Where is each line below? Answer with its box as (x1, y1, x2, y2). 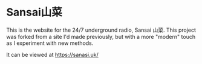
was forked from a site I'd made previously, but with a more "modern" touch (6, 33, 195, 40)
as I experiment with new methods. (6, 39, 94, 47)
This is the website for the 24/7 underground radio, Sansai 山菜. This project (6, 26, 197, 33)
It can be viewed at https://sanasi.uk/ (6, 51, 99, 58)
